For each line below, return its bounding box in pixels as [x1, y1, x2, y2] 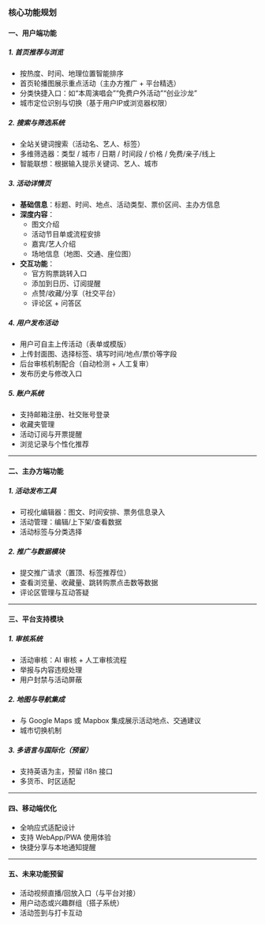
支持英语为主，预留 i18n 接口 [19, 766, 113, 776]
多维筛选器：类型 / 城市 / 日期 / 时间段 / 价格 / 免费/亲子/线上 [19, 149, 216, 159]
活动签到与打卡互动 [19, 908, 83, 917]
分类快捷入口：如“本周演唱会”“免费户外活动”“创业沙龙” [19, 88, 197, 98]
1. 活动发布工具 [8, 486, 57, 495]
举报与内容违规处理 [19, 665, 83, 675]
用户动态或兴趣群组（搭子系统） [19, 897, 124, 908]
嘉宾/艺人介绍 [31, 239, 77, 249]
